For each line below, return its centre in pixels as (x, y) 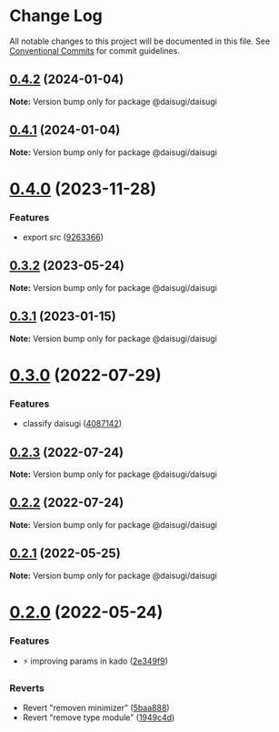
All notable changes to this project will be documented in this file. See (140, 41)
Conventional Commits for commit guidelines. (95, 50)
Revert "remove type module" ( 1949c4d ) (99, 717)
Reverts (27, 688)
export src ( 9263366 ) (63, 237)
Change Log (56, 16)
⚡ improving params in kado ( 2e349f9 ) (95, 661)
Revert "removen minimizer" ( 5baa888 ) (96, 708)
